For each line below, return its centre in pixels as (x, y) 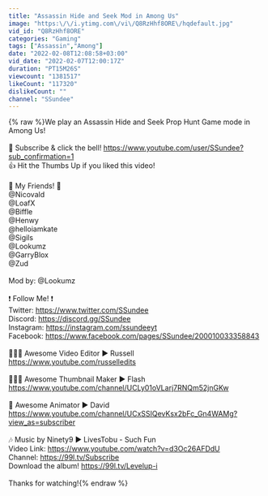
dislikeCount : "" (38, 91)
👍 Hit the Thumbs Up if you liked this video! (82, 166)
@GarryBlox (29, 255)
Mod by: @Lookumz (42, 281)
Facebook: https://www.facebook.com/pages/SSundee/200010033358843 (134, 336)
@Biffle (21, 212)
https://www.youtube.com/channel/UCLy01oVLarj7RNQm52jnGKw (119, 388)
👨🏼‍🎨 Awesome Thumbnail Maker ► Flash (77, 379)
